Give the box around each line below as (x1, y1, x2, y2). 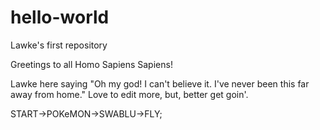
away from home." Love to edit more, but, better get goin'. (10, 88, 249, 100)
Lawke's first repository (10, 39, 108, 51)
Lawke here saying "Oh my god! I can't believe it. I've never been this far (10, 77, 310, 90)
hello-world (10, 6, 110, 29)
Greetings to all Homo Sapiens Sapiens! (10, 58, 173, 70)
